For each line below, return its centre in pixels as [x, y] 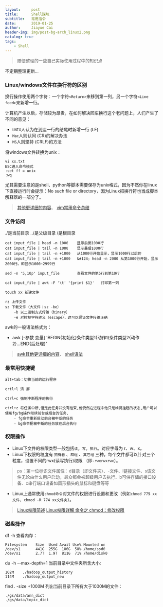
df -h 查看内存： [21, 536]
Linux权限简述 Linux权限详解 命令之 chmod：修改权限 [71, 510]
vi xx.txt [15, 161]
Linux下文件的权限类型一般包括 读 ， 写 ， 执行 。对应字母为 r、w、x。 [78, 448]
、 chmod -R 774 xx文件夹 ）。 [46, 499]
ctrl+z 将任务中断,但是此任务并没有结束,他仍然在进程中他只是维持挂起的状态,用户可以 [81, 408]
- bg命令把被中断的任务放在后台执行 [45, 423]
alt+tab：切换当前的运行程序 [31, 379]
